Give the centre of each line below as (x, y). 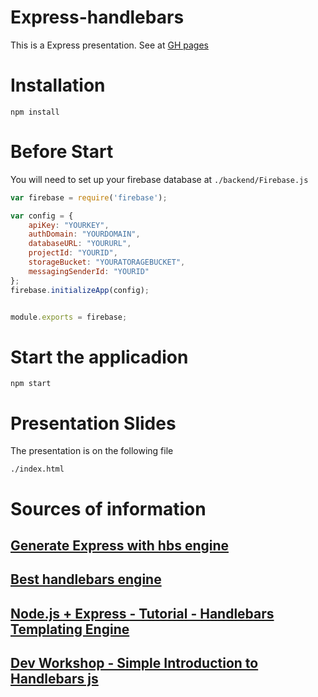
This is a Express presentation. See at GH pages (109, 45)
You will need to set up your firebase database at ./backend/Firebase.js (159, 179)
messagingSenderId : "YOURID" (89, 271)
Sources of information (108, 508)
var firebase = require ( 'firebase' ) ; (89, 197)
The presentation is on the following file (92, 451)
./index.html (37, 469)
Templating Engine (70, 629)
